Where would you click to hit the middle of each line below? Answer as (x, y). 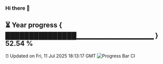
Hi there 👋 (18, 8)
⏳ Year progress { (34, 25)
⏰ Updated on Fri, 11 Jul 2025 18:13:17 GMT (51, 56)
